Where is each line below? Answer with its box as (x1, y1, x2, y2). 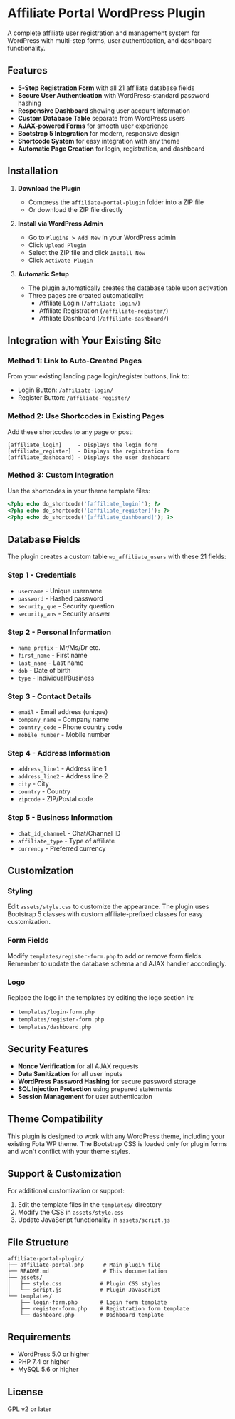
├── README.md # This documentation (7, 1268, 167, 1275)
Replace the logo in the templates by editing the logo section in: (7, 993, 194, 1002)
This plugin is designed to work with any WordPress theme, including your (7, 1132, 226, 1140)
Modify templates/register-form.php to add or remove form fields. (7, 951, 203, 960)
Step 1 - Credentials (7, 570, 77, 580)
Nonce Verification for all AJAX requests (17, 1062, 139, 1070)
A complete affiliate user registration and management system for (7, 29, 200, 37)
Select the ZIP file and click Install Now (28, 248, 146, 256)
